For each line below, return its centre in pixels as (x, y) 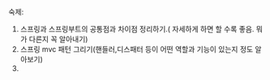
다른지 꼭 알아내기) (58, 39)
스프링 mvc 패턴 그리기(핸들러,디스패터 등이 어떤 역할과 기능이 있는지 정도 (137, 49)
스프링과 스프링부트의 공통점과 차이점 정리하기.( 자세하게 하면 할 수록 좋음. (137, 29)
